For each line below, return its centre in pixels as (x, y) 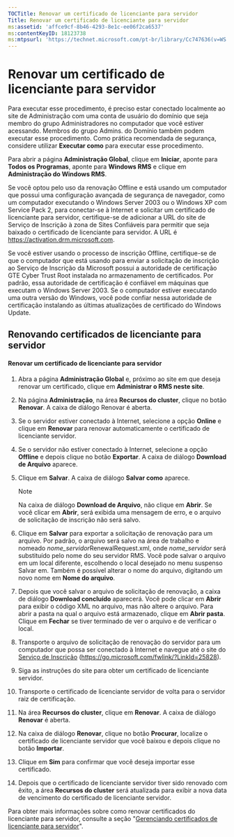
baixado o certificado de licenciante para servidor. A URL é (93, 232)
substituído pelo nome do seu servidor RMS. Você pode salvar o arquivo (122, 555)
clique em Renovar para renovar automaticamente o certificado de (114, 428)
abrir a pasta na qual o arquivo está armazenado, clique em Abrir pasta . (122, 613)
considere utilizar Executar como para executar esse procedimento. (106, 146)
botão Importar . (41, 748)
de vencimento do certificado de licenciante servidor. (94, 797)
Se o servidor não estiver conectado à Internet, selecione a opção (113, 449)
